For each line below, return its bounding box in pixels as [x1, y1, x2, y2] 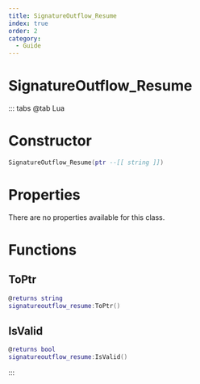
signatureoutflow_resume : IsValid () [8, 353, 128, 361]
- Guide [15, 42, 42, 50]
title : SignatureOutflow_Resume [8, 11, 117, 20]
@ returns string [8, 294, 63, 302]
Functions [8, 241, 77, 259]
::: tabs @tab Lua [8, 103, 65, 113]
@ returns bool [8, 345, 56, 354]
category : [8, 34, 42, 43]
